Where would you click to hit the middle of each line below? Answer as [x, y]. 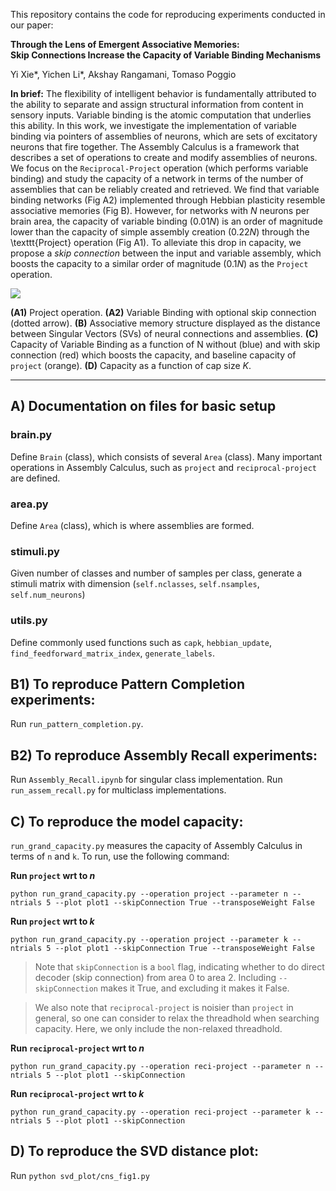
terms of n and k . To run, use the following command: [120, 856]
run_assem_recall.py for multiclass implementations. [118, 790]
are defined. [35, 478]
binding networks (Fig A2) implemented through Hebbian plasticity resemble [168, 200]
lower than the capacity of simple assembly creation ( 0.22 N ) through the [160, 232]
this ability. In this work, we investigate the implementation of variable [153, 125]
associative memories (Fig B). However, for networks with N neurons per [160, 210]
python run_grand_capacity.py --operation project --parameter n [149, 894]
